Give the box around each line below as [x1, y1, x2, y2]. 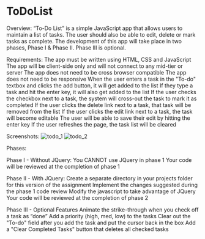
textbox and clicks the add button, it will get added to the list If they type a [6, 81, 193, 89]
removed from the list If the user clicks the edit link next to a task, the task [6, 108, 193, 115]
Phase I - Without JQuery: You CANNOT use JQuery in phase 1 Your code [6, 156, 192, 163]
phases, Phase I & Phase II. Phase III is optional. [6, 44, 127, 51]
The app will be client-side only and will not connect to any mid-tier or [6, 62, 184, 70]
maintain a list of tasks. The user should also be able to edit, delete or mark [6, 31, 196, 38]
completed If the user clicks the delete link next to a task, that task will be [6, 101, 192, 108]
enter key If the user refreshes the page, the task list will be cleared [6, 120, 176, 128]
